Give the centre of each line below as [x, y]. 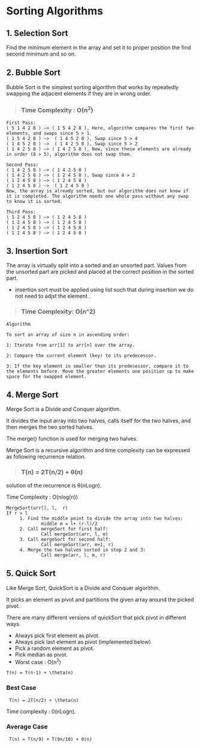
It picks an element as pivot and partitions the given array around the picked [100, 599]
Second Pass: [22, 165]
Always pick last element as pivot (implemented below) [83, 641]
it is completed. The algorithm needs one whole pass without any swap [97, 196]
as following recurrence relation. [46, 457]
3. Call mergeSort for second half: [65, 539]
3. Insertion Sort [37, 251]
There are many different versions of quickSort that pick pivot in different [96, 617]
